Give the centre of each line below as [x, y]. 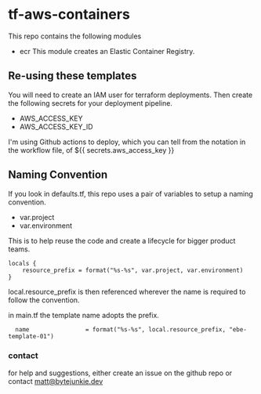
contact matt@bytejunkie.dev [56, 381]
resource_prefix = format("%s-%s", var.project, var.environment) [133, 270]
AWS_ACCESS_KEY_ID [56, 126]
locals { [22, 263]
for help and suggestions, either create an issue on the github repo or [120, 373]
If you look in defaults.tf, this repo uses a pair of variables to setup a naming [130, 193]
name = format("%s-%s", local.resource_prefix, [120, 329]
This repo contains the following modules [75, 36]
